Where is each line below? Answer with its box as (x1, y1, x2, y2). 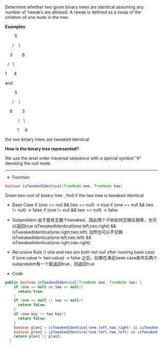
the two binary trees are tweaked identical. (5, 137, 91, 142)
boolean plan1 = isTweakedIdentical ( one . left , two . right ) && (14, 325, 138, 330)
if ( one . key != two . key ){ (14, 312, 66, 316)
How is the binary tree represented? (5, 146, 79, 152)
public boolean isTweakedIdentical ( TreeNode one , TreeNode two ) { (5, 280, 142, 285)
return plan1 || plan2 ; (14, 334, 62, 339)
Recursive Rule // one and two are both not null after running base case (12, 249, 155, 255)
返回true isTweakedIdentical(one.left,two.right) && (16, 223, 116, 229)
